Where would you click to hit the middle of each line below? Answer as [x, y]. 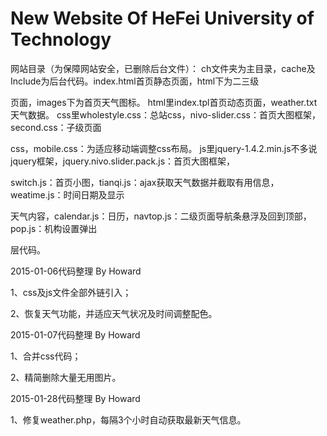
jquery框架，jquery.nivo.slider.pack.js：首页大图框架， [123, 161]
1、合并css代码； [46, 356]
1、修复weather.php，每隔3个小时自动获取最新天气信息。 [128, 419]
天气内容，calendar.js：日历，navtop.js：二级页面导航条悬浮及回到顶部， [161, 216]
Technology [61, 39]
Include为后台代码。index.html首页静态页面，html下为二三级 [135, 81]
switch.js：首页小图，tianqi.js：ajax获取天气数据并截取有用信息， [145, 182]
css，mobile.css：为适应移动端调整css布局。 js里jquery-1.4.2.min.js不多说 [164, 148]
